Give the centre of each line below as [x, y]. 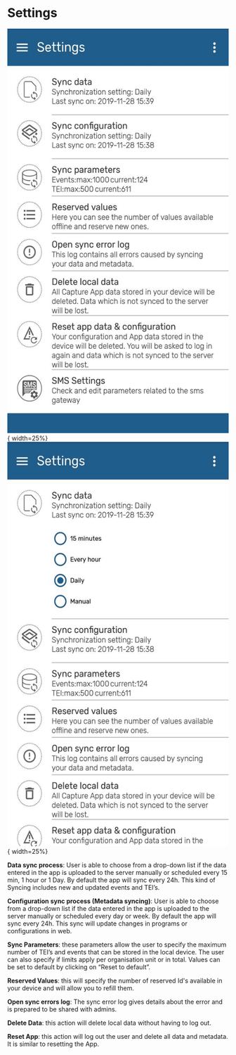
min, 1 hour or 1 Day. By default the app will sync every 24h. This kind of [111, 880]
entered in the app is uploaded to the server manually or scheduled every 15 [118, 872]
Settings [32, 13]
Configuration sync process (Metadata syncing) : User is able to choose [113, 901]
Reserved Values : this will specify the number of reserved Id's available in [115, 980]
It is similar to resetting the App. [53, 1044]
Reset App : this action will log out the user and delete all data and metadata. [118, 1036]
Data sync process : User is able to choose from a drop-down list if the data [117, 865]
